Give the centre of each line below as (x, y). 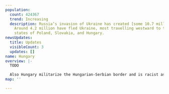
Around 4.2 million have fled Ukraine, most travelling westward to (88, 28)
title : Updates (26, 42)
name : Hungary (20, 56)
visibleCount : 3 (27, 47)
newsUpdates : (19, 38)
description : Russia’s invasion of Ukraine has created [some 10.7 (82, 24)
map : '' (13, 79)
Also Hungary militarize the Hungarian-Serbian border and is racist (84, 75)
